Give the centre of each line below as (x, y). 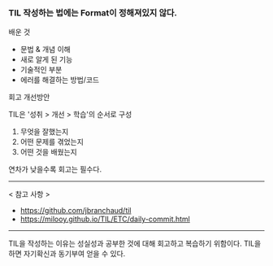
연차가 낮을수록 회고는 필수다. (55, 169)
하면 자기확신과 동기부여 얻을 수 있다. (67, 254)
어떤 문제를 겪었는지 (52, 142)
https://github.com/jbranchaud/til (76, 211)
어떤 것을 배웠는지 (48, 152)
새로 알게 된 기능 (46, 59)
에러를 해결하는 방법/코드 (60, 80)
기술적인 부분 (41, 70)
